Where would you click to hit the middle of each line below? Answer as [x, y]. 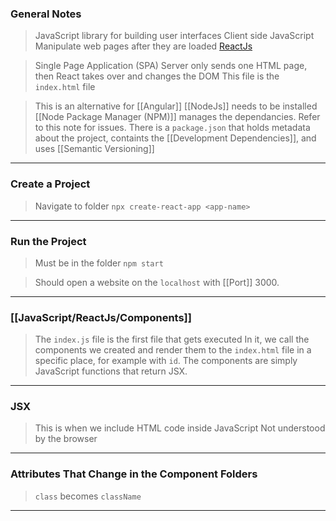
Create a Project [50, 184]
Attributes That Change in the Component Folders [134, 474]
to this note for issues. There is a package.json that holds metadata [172, 128]
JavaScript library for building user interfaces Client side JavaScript [174, 36]
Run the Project [48, 241]
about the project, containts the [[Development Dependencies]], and [175, 138]
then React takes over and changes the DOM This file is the [157, 76]
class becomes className [88, 496]
